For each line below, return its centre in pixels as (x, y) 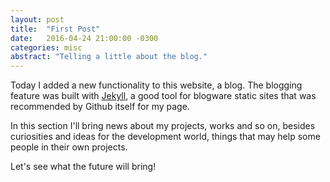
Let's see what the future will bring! (83, 167)
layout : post (37, 19)
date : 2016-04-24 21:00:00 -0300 (84, 38)
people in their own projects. (69, 147)
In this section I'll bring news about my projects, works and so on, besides (163, 126)
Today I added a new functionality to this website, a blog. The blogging (156, 85)
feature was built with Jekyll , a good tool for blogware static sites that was (163, 96)
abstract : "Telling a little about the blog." (109, 57)
